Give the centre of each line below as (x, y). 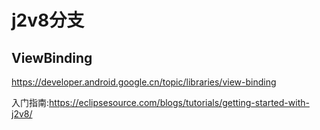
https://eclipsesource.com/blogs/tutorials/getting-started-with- (179, 102)
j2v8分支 (48, 20)
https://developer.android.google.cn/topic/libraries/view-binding (144, 82)
